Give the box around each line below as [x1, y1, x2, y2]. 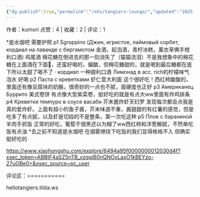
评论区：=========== [6, 172, 65, 179]
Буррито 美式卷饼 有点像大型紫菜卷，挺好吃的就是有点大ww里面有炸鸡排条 [6, 90, 190, 98]
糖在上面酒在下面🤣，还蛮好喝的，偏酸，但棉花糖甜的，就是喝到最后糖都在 [6, 61, 187, 68]
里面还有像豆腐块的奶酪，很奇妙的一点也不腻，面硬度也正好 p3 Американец [6, 83, 193, 90]
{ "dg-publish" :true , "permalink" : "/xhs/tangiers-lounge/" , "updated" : [6, 8, 180, 15]
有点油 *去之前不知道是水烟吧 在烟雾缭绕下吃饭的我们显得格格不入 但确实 [11, 127, 190, 135]
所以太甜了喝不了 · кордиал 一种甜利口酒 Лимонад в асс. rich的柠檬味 [11, 68, 185, 75]
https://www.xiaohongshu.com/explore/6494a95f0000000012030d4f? [6, 147, 181, 154]
